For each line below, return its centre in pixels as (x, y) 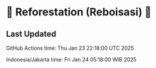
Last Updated (31, 34)
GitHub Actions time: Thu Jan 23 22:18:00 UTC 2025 (70, 48)
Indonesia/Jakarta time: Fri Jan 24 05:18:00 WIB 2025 (71, 59)
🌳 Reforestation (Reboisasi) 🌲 (79, 12)
